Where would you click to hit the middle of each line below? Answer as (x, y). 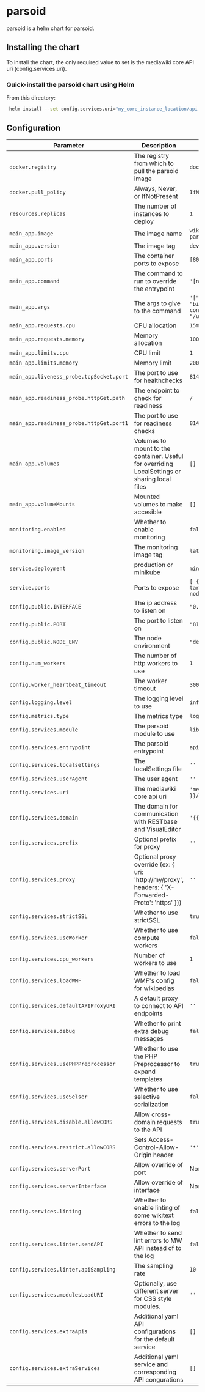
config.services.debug (42, 1031)
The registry (152, 155)
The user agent (156, 779)
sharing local (153, 479)
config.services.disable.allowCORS (61, 1122)
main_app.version (34, 246)
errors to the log (157, 1223)
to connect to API (159, 1005)
